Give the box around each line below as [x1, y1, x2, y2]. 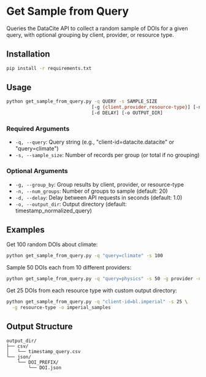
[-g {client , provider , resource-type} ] [91, 104, 191, 111]
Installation [6, 49, 50, 60]
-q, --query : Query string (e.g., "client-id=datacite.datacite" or [15, 138, 175, 146]
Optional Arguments [6, 167, 69, 176]
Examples [6, 225, 45, 235]
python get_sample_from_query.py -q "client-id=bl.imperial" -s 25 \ [6, 299, 188, 305]
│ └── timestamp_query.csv [6, 348, 81, 354]
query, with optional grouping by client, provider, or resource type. [6, 31, 174, 38]
